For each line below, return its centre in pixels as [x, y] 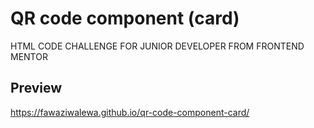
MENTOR [29, 56]
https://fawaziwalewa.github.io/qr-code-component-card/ [130, 112]
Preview [36, 88]
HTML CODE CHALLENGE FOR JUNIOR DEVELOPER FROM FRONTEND [157, 46]
